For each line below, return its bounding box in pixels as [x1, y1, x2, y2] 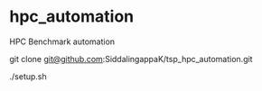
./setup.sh [9, 70, 47, 82]
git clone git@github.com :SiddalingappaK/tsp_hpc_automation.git [9, 53, 253, 64]
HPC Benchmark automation [9, 36, 116, 47]
